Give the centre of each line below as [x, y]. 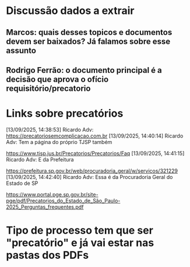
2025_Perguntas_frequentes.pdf [45, 207]
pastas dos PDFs [47, 255]
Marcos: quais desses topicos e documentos [89, 32]
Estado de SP [22, 183]
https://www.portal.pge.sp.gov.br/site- [52, 194]
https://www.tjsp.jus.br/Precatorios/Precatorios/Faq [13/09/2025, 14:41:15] [95, 153]
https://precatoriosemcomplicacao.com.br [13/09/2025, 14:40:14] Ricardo [95, 136]
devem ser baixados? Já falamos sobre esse [88, 41]
